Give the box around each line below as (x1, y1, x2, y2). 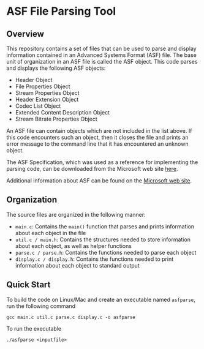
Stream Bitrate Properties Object (15, 115, 98, 122)
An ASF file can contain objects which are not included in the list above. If (6, 127, 192, 134)
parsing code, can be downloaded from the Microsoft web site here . (6, 165, 178, 172)
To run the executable (6, 325, 62, 332)
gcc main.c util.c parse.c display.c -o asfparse (6, 314, 136, 320)
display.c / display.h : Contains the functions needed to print (15, 255, 173, 263)
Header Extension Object (15, 96, 79, 103)
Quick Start (6, 280, 51, 290)
